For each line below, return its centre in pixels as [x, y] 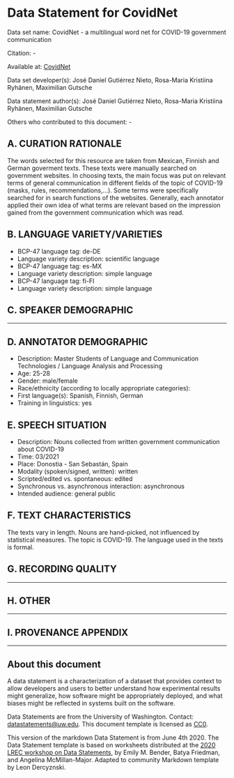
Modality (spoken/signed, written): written [77, 471]
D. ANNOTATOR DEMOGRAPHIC [78, 342]
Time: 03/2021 [38, 457]
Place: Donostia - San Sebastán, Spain [72, 464]
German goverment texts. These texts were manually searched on [102, 168]
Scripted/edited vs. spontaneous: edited [75, 479]
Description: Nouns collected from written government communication [119, 442]
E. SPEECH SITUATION [57, 425]
